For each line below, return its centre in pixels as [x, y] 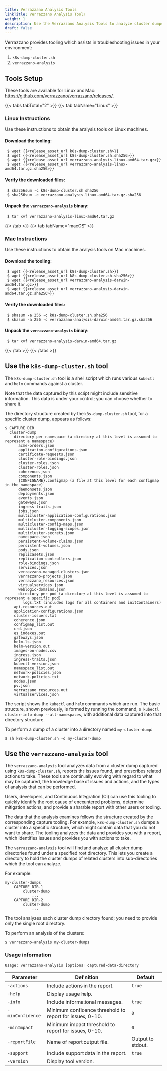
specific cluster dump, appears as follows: [48, 419]
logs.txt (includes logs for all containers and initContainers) [92, 602]
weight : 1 [15, 19]
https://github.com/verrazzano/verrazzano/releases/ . [60, 96]
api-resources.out [33, 607]
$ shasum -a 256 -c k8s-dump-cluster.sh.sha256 [57, 315]
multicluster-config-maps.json [51, 524]
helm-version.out [32, 646]
